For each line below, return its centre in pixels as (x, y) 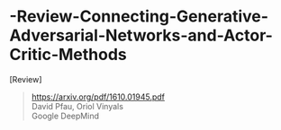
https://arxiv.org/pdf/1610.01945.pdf (98, 97)
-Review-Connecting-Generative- (139, 17)
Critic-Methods (68, 55)
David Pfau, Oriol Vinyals (77, 106)
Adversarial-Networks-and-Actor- (141, 35)
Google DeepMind (65, 116)
